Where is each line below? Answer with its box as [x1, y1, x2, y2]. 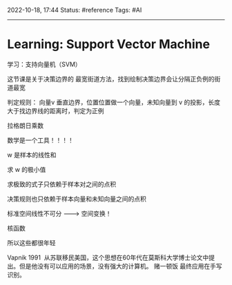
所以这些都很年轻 [7, 238, 56, 247]
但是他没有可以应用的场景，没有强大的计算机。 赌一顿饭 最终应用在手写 [19, 262, 222, 270]
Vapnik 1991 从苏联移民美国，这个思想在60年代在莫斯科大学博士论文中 [7, 253, 209, 262]
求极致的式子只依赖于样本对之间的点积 [7, 179, 116, 188]
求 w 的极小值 [7, 165, 46, 173]
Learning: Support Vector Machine [7, 37, 211, 52]
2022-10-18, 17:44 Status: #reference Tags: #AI [7, 6, 142, 14]
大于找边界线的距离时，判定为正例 [7, 106, 104, 115]
